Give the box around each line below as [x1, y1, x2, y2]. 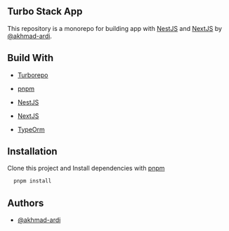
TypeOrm [17, 125, 46, 133]
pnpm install [13, 178, 52, 185]
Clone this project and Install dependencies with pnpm [7, 164, 165, 173]
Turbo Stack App [7, 6, 83, 18]
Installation [7, 145, 58, 157]
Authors [7, 197, 44, 209]
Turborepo [17, 70, 48, 79]
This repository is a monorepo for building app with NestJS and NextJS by [7, 24, 223, 32]
